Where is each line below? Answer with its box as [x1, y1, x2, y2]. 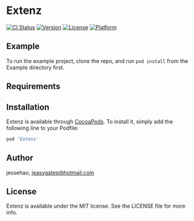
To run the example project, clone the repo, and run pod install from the [6, 57, 189, 64]
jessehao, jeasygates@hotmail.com [6, 169, 95, 176]
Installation [6, 102, 50, 112]
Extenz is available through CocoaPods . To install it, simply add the [6, 117, 173, 125]
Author [6, 153, 33, 163]
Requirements [6, 81, 60, 91]
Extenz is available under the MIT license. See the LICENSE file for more [6, 202, 186, 209]
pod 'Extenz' [6, 136, 39, 142]
